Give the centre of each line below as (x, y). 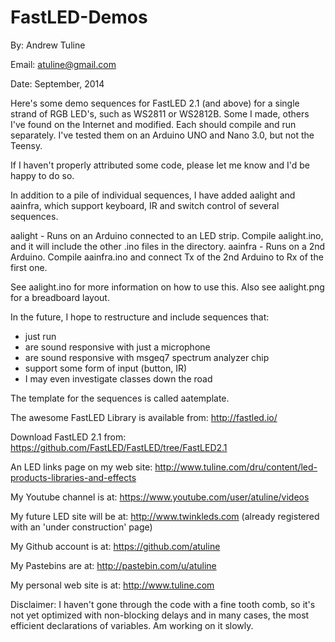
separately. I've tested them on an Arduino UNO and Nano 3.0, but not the (162, 135)
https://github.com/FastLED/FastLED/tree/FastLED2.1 (119, 447)
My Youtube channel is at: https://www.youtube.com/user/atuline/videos (160, 497)
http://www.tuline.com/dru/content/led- (236, 467)
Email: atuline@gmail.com (63, 64)
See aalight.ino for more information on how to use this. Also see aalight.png (167, 287)
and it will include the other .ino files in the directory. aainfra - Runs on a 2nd (168, 246)
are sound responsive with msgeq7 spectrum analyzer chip (147, 357)
